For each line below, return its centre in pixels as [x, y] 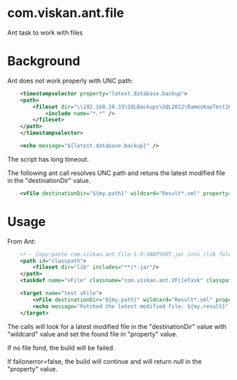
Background [44, 61]
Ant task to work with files [45, 32]
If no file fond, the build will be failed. [61, 348]
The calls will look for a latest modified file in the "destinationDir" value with [117, 326]
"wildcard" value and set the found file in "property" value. [92, 334]
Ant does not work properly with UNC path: [70, 81]
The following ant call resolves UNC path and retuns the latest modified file [116, 173]
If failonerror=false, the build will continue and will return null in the [105, 361]
